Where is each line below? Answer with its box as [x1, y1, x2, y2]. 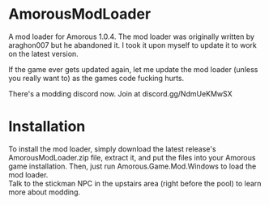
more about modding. [8, 187, 81, 197]
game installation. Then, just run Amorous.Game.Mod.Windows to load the [8, 161, 257, 171]
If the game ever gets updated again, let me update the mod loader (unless [8, 64, 258, 74]
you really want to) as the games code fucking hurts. [8, 73, 185, 83]
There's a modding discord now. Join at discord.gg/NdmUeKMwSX [8, 88, 233, 98]
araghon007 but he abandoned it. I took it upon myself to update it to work [8, 40, 258, 49]
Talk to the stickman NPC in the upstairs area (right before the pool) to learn [8, 178, 262, 188]
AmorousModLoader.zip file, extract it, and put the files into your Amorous [8, 152, 256, 162]
